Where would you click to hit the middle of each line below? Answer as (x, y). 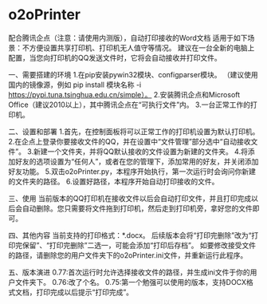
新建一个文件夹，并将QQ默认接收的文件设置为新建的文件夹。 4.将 (141, 151)
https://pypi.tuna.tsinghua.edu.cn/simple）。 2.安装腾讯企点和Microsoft (124, 94)
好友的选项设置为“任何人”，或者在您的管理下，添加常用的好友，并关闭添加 (137, 161)
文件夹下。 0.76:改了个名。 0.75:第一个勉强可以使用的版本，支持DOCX (131, 282)
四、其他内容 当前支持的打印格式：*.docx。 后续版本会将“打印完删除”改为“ (130, 235)
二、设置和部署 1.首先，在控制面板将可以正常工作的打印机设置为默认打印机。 (134, 131)
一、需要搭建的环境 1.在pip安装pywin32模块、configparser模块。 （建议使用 (133, 74)
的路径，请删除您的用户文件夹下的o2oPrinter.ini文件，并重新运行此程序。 (128, 255)
